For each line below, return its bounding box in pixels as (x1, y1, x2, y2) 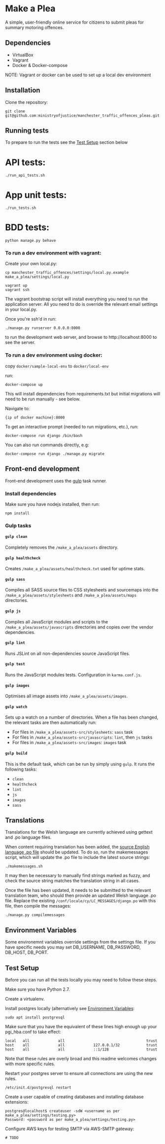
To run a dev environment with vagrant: (5, 250, 101, 257)
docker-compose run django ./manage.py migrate (5, 451, 105, 456)
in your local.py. (5, 306, 37, 313)
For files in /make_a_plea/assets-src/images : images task (12, 740, 127, 746)
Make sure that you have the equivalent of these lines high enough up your (5, 1024, 157, 1030)
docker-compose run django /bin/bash (5, 433, 83, 438)
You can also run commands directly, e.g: (5, 442, 90, 448)
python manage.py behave (5, 238, 56, 243)
